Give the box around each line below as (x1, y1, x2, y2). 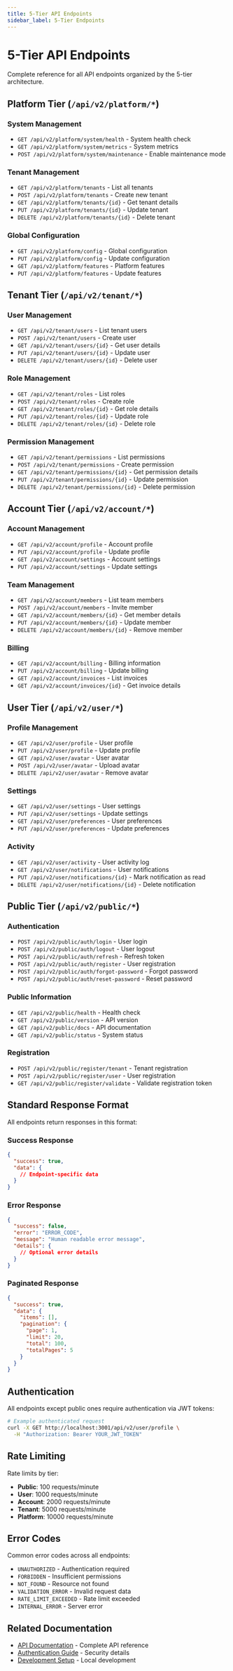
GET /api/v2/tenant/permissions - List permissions (17, 453, 166, 461)
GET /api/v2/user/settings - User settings (17, 802, 141, 810)
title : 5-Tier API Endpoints (7, 10, 92, 18)
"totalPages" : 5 (25, 1346, 73, 1354)
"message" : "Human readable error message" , (13, 1236, 146, 1243)
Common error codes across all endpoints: (7, 1551, 131, 1559)
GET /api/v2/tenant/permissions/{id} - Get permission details (17, 468, 198, 476)
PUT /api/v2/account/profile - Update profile (17, 547, 150, 556)
